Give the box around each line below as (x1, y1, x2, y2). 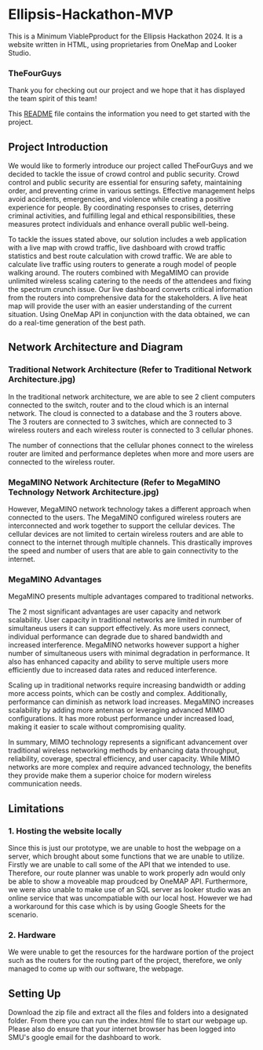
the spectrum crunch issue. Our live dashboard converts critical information (8, 285, 253, 294)
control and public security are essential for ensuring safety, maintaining (8, 178, 243, 188)
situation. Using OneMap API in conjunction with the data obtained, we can (8, 310, 250, 319)
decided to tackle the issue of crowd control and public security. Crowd (8, 170, 239, 179)
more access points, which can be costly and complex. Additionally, (8, 689, 228, 698)
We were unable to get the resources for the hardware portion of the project (8, 947, 254, 957)
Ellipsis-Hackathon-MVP (8, 5, 174, 24)
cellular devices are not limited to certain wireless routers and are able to (8, 530, 243, 539)
